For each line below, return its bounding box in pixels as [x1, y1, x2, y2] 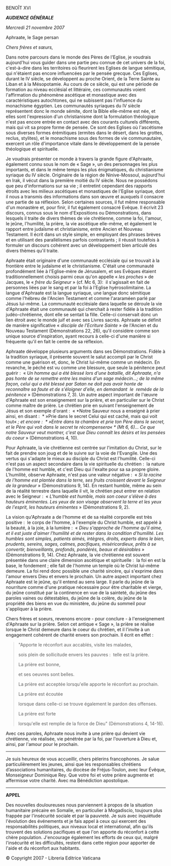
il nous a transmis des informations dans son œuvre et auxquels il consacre [6, 194, 164, 199]
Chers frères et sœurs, [6, 44, 53, 50]
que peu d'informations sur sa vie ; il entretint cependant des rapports [6, 183, 152, 189]
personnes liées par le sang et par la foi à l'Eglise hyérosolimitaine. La [6, 285, 151, 290]
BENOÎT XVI [6, 5, 31, 11]
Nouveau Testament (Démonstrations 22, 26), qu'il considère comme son [6, 328, 159, 334]
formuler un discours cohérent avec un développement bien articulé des [6, 242, 157, 248]
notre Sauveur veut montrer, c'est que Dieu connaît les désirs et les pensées [6, 430, 165, 435]
